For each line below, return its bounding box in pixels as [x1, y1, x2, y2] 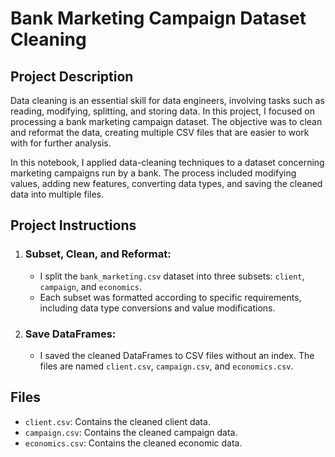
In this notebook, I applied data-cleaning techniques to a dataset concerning [10, 157, 325, 168]
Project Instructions [10, 217, 137, 234]
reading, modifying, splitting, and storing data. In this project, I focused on [10, 105, 315, 117]
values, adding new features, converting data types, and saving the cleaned [10, 178, 323, 189]
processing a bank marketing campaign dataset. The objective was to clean [10, 116, 323, 127]
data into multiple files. [10, 188, 105, 200]
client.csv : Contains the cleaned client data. [24, 415, 211, 427]
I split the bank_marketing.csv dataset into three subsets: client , [39, 270, 305, 282]
